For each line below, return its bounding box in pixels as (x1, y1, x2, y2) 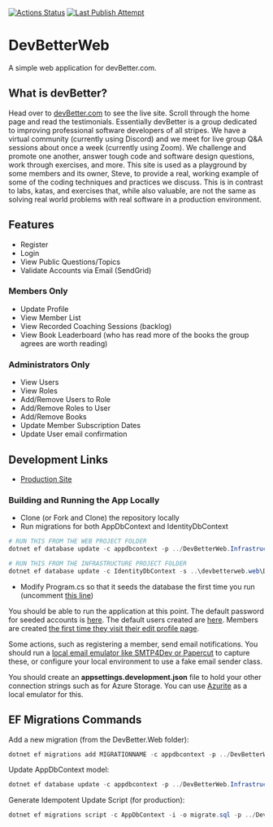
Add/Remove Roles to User (19, 403, 111, 413)
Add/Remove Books (19, 412, 87, 422)
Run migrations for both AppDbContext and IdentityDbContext (19, 522, 229, 531)
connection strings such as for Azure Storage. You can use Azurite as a (8, 681, 248, 691)
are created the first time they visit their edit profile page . (8, 623, 200, 633)
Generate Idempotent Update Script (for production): (8, 795, 185, 805)
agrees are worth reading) (19, 338, 108, 349)
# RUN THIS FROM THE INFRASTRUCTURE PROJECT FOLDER (8, 560, 187, 568)
